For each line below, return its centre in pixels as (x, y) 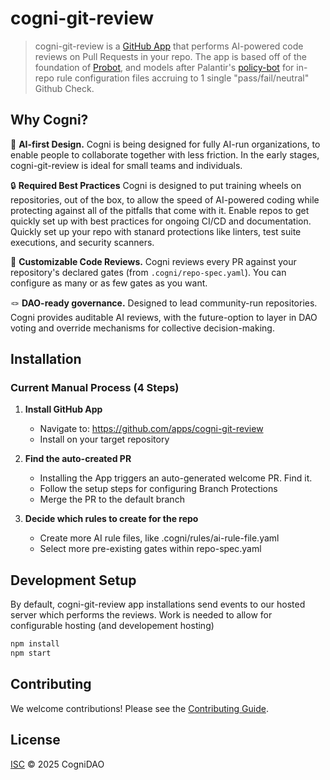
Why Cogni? (49, 120)
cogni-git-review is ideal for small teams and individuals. (126, 165)
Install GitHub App (63, 409)
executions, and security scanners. (82, 242)
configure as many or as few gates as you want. (109, 283)
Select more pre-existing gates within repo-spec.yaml (150, 549)
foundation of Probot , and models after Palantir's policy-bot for (164, 67)
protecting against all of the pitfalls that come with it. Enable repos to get (160, 210)
